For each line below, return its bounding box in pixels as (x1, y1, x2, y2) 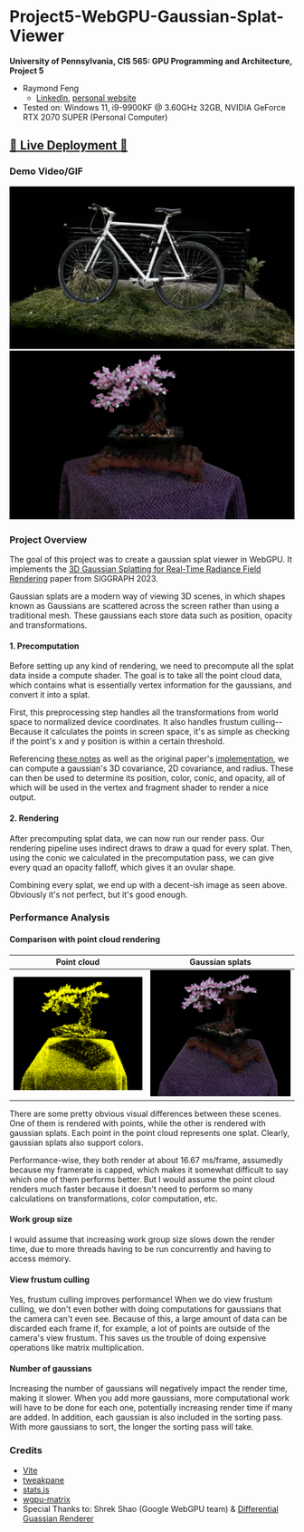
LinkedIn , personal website (35, 92, 137, 103)
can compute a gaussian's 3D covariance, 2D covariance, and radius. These (9, 763, 294, 774)
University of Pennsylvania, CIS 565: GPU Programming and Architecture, (9, 55, 292, 66)
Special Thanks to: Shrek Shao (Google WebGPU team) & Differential (22, 1503, 279, 1514)
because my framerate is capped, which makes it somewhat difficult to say (9, 1164, 289, 1175)
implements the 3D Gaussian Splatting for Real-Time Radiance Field (9, 564, 261, 574)
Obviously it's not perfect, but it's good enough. (9, 889, 188, 900)
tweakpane (22, 1474, 65, 1485)
